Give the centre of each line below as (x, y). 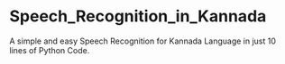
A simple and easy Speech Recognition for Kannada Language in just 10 (143, 41)
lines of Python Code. (50, 50)
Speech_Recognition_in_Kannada (138, 16)
